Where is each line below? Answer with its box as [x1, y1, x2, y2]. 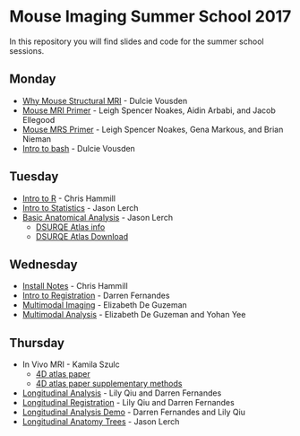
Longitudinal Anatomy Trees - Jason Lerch [21, 416, 180, 427]
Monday [9, 72, 56, 87]
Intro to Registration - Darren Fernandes [21, 290, 170, 301]
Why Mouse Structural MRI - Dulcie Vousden [21, 95, 188, 106]
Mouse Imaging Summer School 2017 [9, 6, 292, 27]
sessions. [9, 45, 45, 56]
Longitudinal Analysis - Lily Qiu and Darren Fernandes [21, 388, 222, 398]
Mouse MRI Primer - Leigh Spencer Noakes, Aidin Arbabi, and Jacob [21, 105, 276, 116]
